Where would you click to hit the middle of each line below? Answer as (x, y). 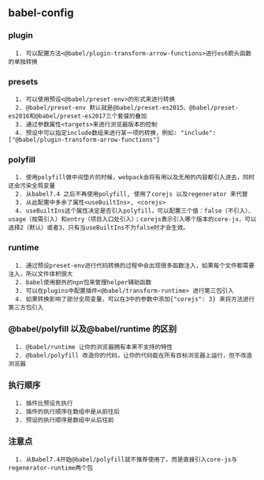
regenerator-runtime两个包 (50, 468)
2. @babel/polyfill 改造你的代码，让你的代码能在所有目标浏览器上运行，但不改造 (134, 355)
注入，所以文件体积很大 (41, 274)
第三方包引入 (26, 307)
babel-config (41, 13)
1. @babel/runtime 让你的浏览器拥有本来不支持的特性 (94, 347)
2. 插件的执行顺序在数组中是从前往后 (68, 412)
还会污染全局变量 (32, 186)
